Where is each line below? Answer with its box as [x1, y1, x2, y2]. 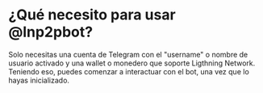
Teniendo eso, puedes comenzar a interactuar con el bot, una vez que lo [8, 66, 250, 76]
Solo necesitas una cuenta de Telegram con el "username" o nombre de [8, 49, 248, 59]
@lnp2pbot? [8, 23, 94, 41]
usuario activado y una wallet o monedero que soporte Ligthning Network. [8, 58, 256, 68]
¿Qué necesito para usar [8, 6, 176, 24]
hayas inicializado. [8, 75, 70, 85]
